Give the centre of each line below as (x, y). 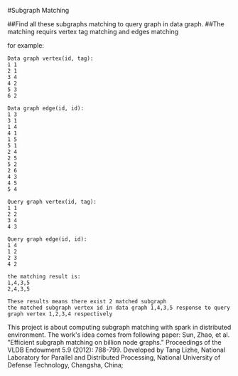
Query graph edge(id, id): (47, 239)
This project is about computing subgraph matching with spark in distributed (119, 327)
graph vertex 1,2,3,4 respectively (60, 314)
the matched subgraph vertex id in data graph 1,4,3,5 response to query (119, 308)
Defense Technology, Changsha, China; (65, 365)
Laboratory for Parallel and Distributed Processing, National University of (114, 357)
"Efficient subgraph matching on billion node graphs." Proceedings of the (114, 342)
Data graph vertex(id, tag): (50, 58)
